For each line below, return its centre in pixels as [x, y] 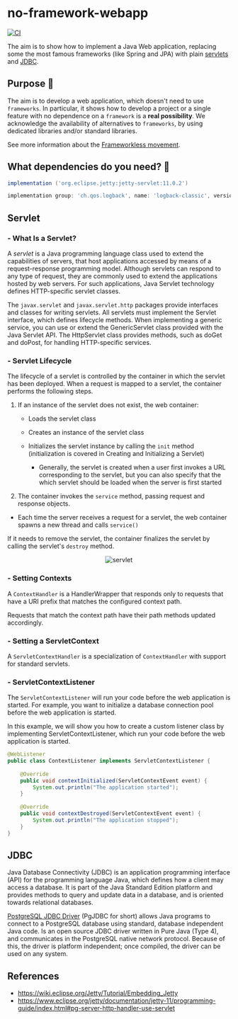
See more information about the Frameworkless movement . [94, 144]
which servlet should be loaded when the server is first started [130, 482]
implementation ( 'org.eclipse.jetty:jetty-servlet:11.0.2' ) [98, 183]
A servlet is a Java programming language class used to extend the [106, 254]
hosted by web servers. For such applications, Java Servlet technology [111, 284]
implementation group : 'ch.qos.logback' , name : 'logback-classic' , [109, 196]
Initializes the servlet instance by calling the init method [111, 446]
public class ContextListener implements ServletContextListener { [109, 761]
